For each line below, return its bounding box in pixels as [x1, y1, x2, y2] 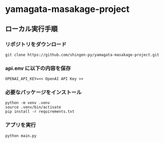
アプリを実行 [5, 122, 36, 129]
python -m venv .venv [5, 101, 50, 106]
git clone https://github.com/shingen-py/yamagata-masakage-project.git [5, 52, 160, 57]
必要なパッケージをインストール [5, 89, 82, 96]
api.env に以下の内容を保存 [5, 65, 71, 72]
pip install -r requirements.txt [5, 109, 75, 114]
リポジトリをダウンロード [5, 41, 67, 48]
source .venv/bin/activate [5, 105, 61, 110]
